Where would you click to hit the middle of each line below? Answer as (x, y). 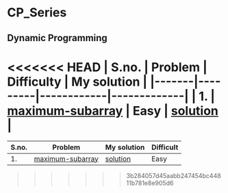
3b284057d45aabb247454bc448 (174, 175)
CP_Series (37, 13)
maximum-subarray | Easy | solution (113, 111)
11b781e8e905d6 (150, 183)
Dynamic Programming (57, 38)
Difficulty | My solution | (77, 82)
